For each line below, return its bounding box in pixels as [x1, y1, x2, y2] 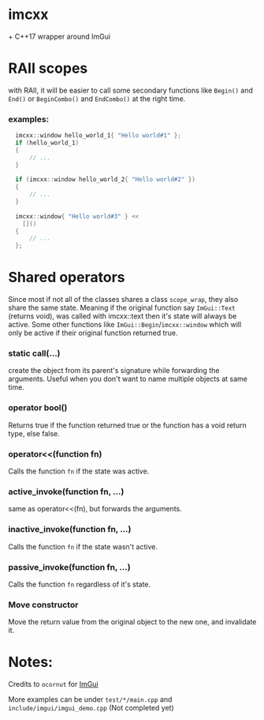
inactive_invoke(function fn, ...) [8, 524, 132, 535]
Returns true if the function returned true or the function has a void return [8, 420, 247, 430]
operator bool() [8, 402, 68, 413]
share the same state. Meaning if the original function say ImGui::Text [8, 303, 236, 313]
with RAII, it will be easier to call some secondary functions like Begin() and [8, 85, 254, 95]
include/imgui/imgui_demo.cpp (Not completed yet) [8, 703, 175, 713]
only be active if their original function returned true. [8, 328, 179, 337]
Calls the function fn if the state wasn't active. [8, 541, 158, 551]
